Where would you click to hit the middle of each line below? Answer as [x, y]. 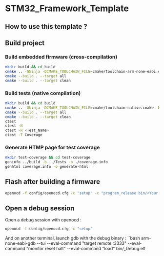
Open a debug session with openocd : [43, 220]
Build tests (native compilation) [43, 93]
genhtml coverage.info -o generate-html [47, 167]
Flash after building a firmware [52, 182]
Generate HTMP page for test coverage [52, 147]
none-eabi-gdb [20, 243]
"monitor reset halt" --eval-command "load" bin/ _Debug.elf [86, 249]
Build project [25, 43]
